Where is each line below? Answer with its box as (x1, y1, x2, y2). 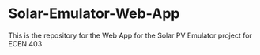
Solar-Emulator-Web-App (8, 5, 180, 23)
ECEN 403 (8, 38, 43, 48)
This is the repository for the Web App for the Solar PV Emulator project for (8, 31, 253, 40)
